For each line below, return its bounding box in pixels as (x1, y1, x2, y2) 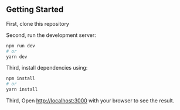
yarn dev (6, 54, 28, 60)
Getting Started (6, 5, 64, 15)
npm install (6, 75, 35, 81)
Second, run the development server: (6, 32, 96, 39)
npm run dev (6, 43, 35, 49)
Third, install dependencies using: (6, 64, 88, 71)
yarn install (6, 87, 38, 92)
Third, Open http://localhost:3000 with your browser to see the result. (6, 97, 175, 104)
